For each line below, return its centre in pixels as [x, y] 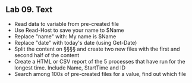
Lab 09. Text [29, 10]
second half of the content [47, 55]
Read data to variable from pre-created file [67, 24]
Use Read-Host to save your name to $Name [69, 30]
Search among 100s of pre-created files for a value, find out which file [100, 74]
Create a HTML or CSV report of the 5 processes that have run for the [100, 61]
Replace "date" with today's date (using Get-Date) [75, 42]
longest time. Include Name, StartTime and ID [70, 68]
